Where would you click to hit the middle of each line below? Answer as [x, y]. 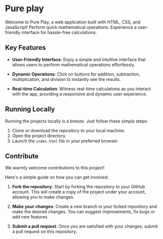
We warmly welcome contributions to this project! [55, 168]
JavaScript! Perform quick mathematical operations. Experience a [71, 27]
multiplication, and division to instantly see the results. [66, 79]
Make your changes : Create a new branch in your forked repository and [84, 207]
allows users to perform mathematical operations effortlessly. [73, 64]
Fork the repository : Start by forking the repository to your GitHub [78, 187]
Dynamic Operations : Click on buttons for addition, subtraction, [76, 74]
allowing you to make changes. [43, 197]
